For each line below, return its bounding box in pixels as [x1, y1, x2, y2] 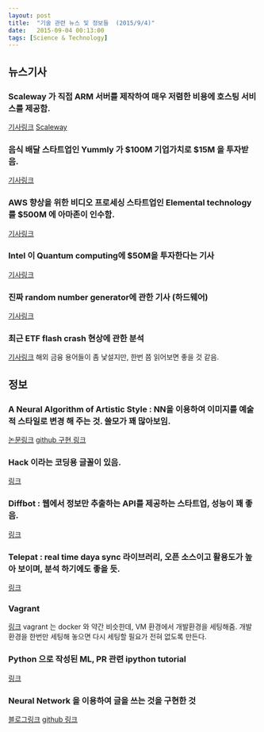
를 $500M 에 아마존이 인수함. [8, 209, 115, 220]
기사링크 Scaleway [8, 122, 67, 132]
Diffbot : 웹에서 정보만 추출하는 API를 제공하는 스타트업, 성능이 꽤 [8, 498, 243, 509]
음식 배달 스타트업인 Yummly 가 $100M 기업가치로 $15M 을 [8, 144, 224, 155]
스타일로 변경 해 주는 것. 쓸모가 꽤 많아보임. [17, 416, 171, 427]
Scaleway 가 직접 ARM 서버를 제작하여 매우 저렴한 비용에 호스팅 [8, 90, 240, 102]
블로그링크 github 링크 [8, 715, 78, 724]
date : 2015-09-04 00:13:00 [8, 26, 105, 34]
